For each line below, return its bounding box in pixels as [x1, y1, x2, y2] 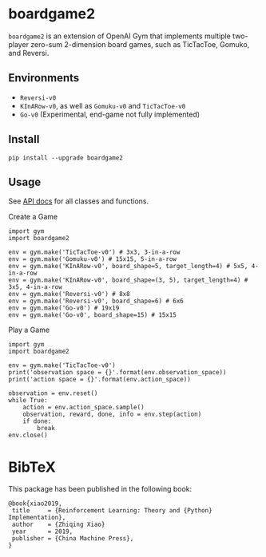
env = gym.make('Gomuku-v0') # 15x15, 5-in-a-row [8, 255, 177, 263]
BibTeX [8, 458, 56, 476]
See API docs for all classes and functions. [8, 196, 149, 206]
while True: [8, 397, 48, 405]
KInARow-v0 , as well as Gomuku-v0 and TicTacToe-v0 [19, 101, 186, 110]
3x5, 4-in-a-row [8, 283, 62, 291]
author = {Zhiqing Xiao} [11, 520, 105, 529]
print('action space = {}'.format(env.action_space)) [8, 376, 192, 384]
